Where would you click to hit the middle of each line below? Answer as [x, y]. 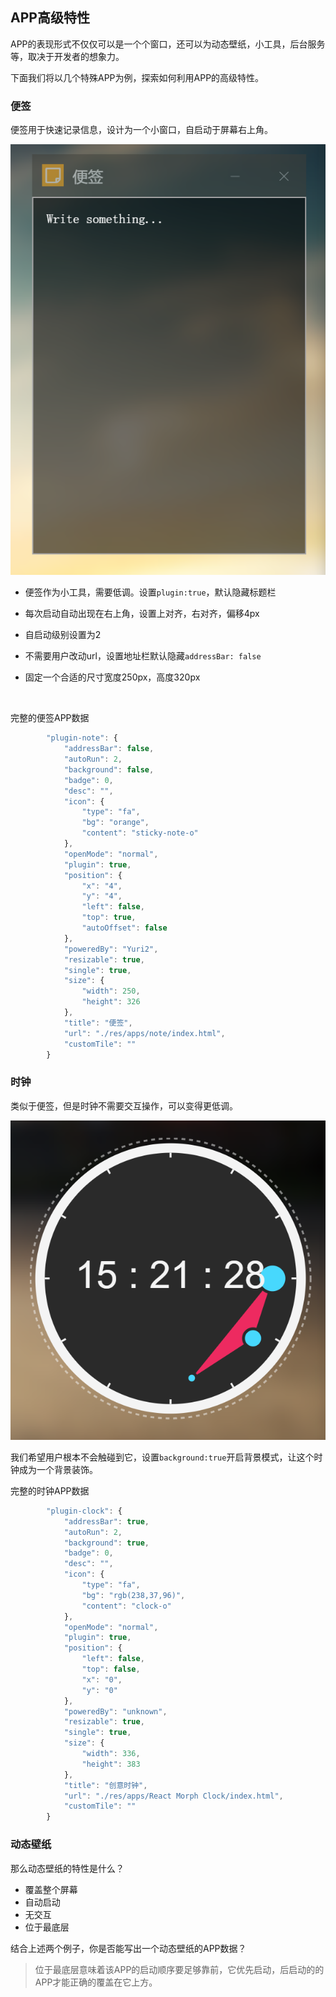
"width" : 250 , [111, 991]
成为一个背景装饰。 [58, 1469]
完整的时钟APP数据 [50, 1490]
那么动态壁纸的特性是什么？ [67, 1868]
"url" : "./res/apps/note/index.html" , [144, 1033]
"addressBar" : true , [106, 1521]
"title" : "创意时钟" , [105, 1785]
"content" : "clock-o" [126, 1606]
